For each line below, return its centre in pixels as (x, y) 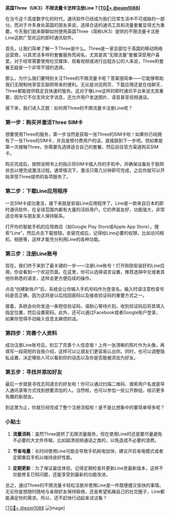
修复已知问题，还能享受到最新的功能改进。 (66, 474)
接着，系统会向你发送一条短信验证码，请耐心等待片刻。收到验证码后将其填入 (85, 306)
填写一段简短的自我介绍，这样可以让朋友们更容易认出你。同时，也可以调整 (83, 351)
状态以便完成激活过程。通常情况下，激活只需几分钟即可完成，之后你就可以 (83, 170)
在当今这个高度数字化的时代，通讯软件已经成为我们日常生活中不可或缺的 (80, 19)
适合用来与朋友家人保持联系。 (36, 216)
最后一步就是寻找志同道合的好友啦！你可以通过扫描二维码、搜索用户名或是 (83, 384)
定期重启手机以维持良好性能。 (44, 457)
